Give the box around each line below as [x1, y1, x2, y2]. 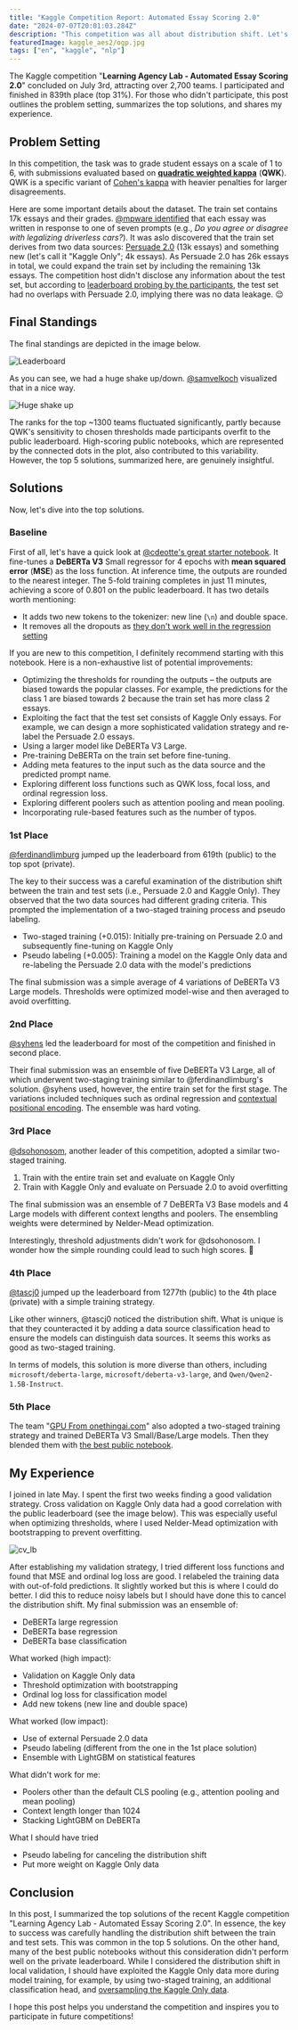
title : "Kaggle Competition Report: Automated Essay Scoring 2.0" [9, 12, 261, 22]
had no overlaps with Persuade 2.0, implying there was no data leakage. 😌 [9, 289, 285, 299]
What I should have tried [9, 1832, 100, 1843]
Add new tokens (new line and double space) [21, 1698, 189, 1709]
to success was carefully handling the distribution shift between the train [9, 1927, 276, 1938]
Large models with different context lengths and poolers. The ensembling [9, 1208, 278, 1219]
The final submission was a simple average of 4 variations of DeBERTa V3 [9, 977, 280, 987]
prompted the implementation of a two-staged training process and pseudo [9, 904, 286, 915]
